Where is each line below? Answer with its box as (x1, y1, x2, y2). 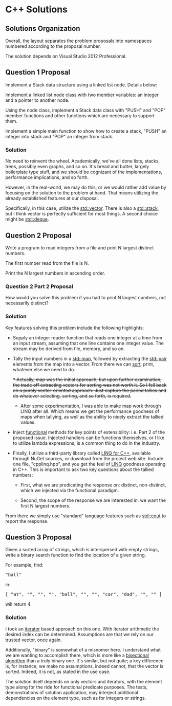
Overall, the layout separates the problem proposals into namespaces (5, 38, 152, 44)
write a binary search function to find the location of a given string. (5, 552, 146, 558)
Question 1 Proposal (5, 68, 71, 77)
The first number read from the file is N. (5, 260, 89, 266)
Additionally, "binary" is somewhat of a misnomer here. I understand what (5, 646, 161, 653)
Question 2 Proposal (5, 231, 72, 240)
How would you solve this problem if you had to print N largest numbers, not (5, 295, 166, 301)
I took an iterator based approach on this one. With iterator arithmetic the (5, 626, 160, 632)
